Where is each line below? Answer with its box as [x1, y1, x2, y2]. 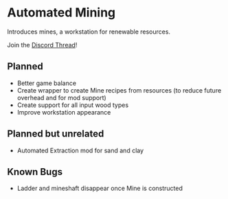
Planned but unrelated [7, 128, 104, 140]
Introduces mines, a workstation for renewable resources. [7, 27, 170, 36]
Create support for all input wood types [16, 101, 129, 109]
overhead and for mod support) [16, 93, 106, 102]
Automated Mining [7, 5, 116, 21]
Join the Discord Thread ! [7, 40, 78, 49]
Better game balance [16, 79, 77, 87]
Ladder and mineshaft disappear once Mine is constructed [16, 184, 183, 193]
